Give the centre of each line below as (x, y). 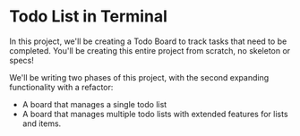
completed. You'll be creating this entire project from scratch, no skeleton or (150, 50)
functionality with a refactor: (61, 87)
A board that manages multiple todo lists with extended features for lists (155, 114)
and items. (42, 123)
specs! (21, 60)
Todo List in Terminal (88, 17)
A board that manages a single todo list (94, 104)
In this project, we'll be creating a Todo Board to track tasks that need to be (148, 41)
